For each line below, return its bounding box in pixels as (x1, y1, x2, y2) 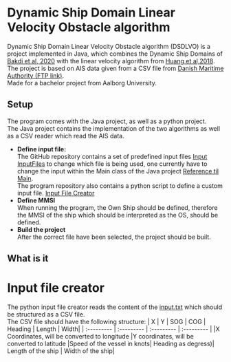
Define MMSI (16, 196, 56, 204)
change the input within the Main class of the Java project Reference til (16, 167, 219, 175)
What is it (7, 253, 49, 264)
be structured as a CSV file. (7, 310, 85, 319)
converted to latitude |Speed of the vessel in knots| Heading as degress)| (7, 339, 214, 348)
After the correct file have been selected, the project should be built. (16, 233, 211, 241)
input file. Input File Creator (16, 189, 95, 197)
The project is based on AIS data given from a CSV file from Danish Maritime (7, 64, 224, 72)
